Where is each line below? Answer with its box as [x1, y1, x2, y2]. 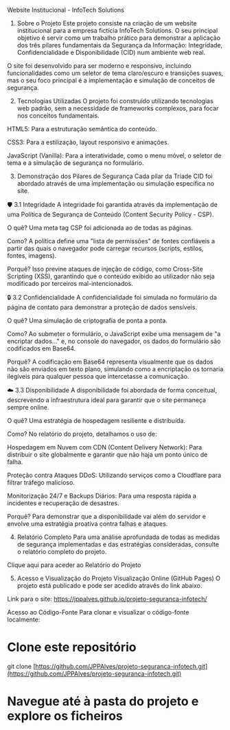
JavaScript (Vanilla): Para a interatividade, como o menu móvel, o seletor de [7, 151, 222, 159]
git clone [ [7, 662, 36, 670]
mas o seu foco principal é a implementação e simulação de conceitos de [7, 76, 215, 85]
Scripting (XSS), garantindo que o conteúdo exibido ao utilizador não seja [7, 272, 215, 280]
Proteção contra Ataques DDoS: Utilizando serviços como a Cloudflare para [7, 471, 222, 479]
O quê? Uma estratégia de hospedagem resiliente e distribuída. [7, 417, 186, 425]
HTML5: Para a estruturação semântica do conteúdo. [7, 125, 158, 133]
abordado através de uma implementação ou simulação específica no [16, 179, 215, 188]
